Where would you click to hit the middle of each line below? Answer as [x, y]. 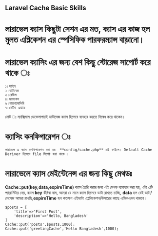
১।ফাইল [10, 86]
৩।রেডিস [11, 95]
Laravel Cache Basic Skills [46, 8]
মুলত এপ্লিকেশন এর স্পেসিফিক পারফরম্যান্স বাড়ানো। [75, 40]
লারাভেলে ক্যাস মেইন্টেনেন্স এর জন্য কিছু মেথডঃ [69, 173]
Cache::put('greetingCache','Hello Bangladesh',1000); [62, 229]
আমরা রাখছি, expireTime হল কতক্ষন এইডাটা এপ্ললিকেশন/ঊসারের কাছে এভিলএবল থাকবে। [81, 198]
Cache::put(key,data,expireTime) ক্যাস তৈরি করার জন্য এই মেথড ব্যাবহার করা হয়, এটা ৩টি [79, 187]
